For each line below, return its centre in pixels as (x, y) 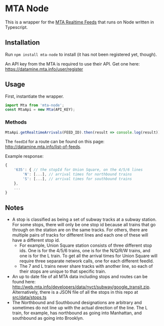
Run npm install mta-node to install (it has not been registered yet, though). (81, 54)
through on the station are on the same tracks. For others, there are (80, 230)
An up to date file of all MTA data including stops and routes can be (80, 277)
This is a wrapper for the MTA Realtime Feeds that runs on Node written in (80, 22)
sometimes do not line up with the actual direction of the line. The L (80, 308)
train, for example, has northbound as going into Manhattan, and (77, 313)
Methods (16, 122)
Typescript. (17, 27)
